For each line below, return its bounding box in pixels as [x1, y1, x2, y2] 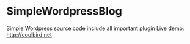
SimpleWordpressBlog [6, 4, 122, 18]
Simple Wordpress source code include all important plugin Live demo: [6, 24, 185, 32]
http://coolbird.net [6, 31, 52, 38]
